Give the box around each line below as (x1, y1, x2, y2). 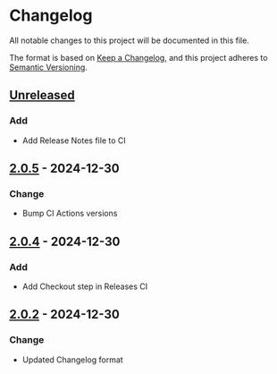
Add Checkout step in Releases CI (21, 281, 148, 292)
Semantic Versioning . (9, 62, 88, 72)
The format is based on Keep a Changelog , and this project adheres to (9, 52, 268, 63)
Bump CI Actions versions (21, 208, 118, 219)
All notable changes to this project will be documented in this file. (9, 35, 250, 46)
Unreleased (9, 88, 76, 103)
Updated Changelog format (21, 354, 123, 365)
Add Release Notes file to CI (21, 135, 127, 146)
